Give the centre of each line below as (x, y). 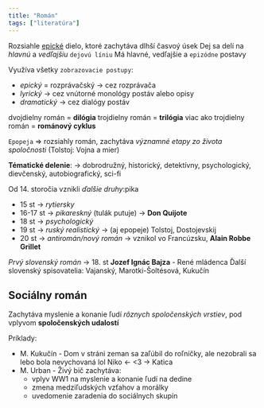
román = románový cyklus (52, 126)
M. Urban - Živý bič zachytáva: (70, 371)
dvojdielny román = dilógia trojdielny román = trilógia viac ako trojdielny (126, 117)
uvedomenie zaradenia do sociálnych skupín (105, 396)
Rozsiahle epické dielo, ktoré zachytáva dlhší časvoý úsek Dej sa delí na (126, 45)
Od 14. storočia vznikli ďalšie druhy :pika (74, 188)
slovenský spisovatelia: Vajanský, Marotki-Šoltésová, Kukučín (109, 270)
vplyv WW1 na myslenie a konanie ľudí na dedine (112, 379)
